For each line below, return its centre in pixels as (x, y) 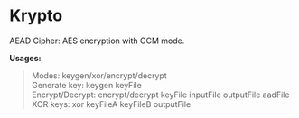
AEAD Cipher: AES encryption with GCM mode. (97, 41)
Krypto (36, 16)
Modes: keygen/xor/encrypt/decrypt (99, 75)
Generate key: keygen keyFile (86, 85)
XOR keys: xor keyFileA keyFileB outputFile (111, 104)
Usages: (25, 58)
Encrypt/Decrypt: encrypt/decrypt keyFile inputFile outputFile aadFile (160, 95)
